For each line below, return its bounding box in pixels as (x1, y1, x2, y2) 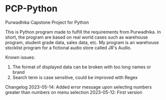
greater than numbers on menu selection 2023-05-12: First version (5, 89, 143, 95)
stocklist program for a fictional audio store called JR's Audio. (5, 45, 132, 50)
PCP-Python (5, 3, 58, 14)
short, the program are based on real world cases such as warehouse (5, 34, 148, 40)
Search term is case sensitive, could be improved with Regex (12, 74, 138, 80)
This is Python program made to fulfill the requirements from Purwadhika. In (5, 29, 161, 35)
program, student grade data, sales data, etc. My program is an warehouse (5, 39, 159, 45)
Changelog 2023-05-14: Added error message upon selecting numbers (5, 84, 152, 90)
